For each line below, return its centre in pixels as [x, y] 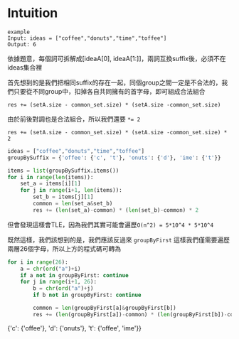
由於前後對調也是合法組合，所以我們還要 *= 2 [74, 119]
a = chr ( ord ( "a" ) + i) [51, 269]
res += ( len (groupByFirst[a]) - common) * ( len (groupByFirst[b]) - [130, 314]
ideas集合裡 [25, 67]
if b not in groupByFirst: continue [87, 295]
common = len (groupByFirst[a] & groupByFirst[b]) [105, 308]
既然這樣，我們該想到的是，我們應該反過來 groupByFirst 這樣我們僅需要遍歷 [118, 240]
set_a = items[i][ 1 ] [51, 184]
